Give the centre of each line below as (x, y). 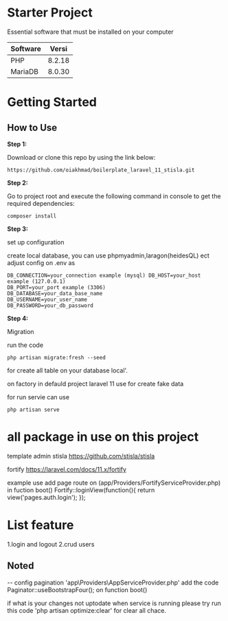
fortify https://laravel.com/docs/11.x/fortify (67, 469)
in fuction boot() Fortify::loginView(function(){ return (81, 490)
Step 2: (18, 182)
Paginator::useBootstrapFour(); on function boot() (77, 589)
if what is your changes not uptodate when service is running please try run (114, 603)
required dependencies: (41, 203)
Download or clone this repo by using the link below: (81, 157)
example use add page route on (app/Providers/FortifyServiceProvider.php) (114, 483)
